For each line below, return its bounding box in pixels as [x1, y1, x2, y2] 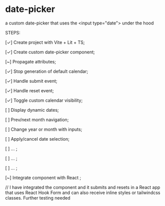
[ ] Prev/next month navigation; [5, 116, 69, 123]
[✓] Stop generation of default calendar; [5, 68, 88, 74]
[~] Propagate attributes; [5, 58, 56, 64]
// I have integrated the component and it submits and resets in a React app [5, 184, 160, 190]
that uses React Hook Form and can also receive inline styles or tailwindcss [5, 190, 160, 196]
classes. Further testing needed [5, 195, 71, 201]
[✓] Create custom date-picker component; [5, 49, 95, 55]
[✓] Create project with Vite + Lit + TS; [5, 39, 85, 45]
